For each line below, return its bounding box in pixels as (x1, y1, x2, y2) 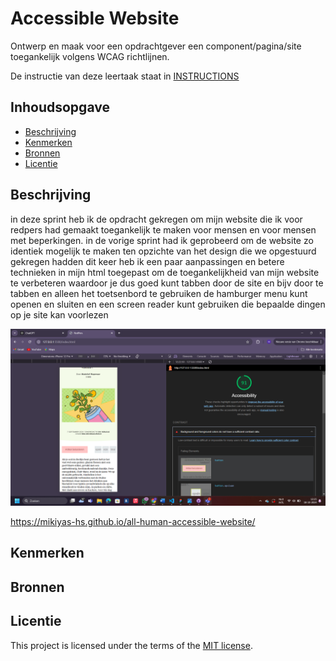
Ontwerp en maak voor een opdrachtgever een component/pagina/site (10, 40, 302, 52)
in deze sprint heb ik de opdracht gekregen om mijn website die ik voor (10, 213, 303, 225)
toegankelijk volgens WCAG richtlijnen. (10, 50, 170, 62)
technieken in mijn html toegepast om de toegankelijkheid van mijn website (10, 266, 320, 278)
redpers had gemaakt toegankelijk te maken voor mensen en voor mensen (10, 223, 317, 236)
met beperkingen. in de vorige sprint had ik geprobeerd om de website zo (10, 234, 314, 246)
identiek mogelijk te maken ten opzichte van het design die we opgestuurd (10, 245, 317, 257)
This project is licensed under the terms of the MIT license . (10, 639, 253, 651)
